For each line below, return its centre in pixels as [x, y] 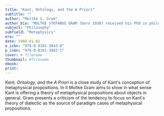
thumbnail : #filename [27, 59]
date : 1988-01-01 [23, 41]
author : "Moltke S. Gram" [31, 19]
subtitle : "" [18, 14]
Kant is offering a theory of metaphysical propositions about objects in [76, 93]
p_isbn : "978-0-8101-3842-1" [35, 50]
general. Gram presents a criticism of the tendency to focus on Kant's [75, 98]
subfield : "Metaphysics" [30, 32]
